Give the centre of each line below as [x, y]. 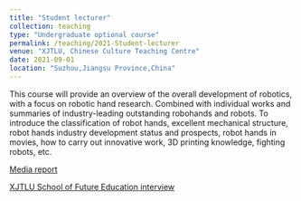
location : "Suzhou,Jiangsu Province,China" [93, 69]
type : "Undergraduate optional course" [85, 34]
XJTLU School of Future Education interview [92, 187]
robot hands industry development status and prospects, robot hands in [143, 132]
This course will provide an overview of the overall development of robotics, [150, 94]
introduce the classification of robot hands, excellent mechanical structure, [149, 122]
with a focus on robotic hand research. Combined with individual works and [150, 103]
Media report [33, 169]
